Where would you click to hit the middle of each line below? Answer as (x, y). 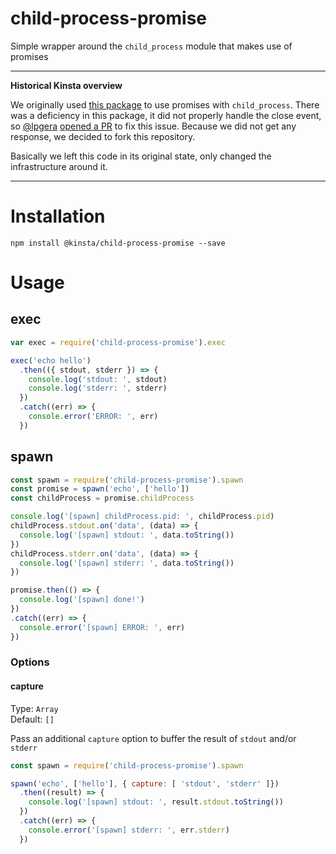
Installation (58, 216)
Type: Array (34, 708)
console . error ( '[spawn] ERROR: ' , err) (102, 627)
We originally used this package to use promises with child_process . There (165, 104)
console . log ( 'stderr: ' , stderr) (98, 388)
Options (30, 662)
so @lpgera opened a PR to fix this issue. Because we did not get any (153, 126)
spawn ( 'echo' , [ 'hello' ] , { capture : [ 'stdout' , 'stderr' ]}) (145, 783)
